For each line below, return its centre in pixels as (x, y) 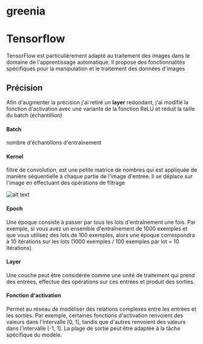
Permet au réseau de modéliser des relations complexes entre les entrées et (101, 309)
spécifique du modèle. (34, 334)
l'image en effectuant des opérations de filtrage (66, 183)
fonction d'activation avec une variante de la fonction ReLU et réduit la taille (101, 109)
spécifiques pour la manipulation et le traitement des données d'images (96, 69)
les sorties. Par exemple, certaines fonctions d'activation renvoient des (95, 315)
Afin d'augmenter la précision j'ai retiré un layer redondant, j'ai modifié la (98, 102)
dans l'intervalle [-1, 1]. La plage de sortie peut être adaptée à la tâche (93, 328)
